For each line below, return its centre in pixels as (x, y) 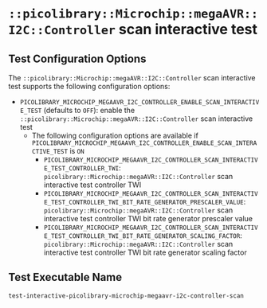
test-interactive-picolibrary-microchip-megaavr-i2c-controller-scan (126, 296)
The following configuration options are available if (115, 135)
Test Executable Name (65, 277)
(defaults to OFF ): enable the (89, 110)
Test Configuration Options (77, 58)
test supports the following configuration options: (89, 86)
